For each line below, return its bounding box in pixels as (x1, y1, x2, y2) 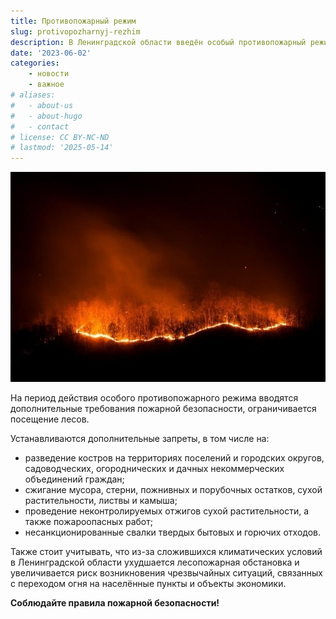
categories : (10, 58, 60, 69)
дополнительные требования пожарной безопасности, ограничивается (10, 402, 317, 414)
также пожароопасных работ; (24, 515, 154, 527)
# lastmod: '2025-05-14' (10, 143, 114, 153)
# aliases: (10, 90, 56, 100)
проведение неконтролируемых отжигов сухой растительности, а (24, 505, 310, 517)
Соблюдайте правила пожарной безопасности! (10, 596, 220, 609)
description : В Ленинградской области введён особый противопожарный (10, 37, 307, 47)
